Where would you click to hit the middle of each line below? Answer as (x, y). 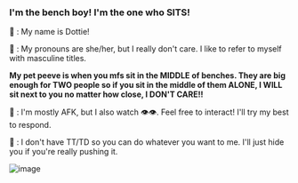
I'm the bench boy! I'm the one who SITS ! (100, 12)
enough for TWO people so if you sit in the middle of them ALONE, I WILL (146, 85)
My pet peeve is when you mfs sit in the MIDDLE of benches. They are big (148, 76)
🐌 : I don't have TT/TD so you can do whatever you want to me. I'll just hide (147, 142)
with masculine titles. (48, 59)
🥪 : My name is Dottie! (50, 32)
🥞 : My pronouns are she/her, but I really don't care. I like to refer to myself (145, 49)
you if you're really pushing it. (64, 152)
